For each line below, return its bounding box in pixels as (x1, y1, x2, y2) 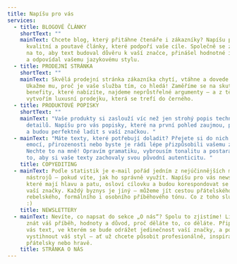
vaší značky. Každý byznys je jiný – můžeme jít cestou (25, 187, 194, 194)
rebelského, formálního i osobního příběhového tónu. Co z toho (25, 194, 219, 201)
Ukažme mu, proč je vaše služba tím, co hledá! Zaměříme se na (25, 82, 217, 89)
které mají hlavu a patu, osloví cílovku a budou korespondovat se (25, 180, 229, 187)
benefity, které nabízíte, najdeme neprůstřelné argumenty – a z (25, 89, 222, 96)
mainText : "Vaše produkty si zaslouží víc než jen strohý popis (20, 115, 213, 122)
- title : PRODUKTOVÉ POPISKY (13, 102, 99, 109)
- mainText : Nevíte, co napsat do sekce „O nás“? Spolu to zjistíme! (13, 213, 222, 220)
